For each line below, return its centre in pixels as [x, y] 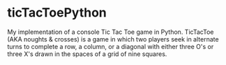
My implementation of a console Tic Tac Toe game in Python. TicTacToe [111, 32]
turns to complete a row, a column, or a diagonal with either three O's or [111, 46]
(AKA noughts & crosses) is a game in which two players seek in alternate [113, 39]
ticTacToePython [57, 13]
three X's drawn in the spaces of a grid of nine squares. [87, 54]
